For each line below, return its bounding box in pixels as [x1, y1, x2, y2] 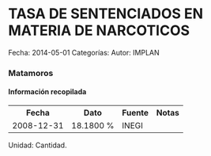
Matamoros [8, 67, 54, 78]
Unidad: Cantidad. [8, 140, 67, 150]
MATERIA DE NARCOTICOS [8, 21, 190, 40]
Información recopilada [8, 87, 87, 97]
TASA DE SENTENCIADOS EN [8, 5, 204, 23]
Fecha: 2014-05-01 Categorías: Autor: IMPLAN [8, 48, 160, 57]
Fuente [122, 108, 149, 119]
